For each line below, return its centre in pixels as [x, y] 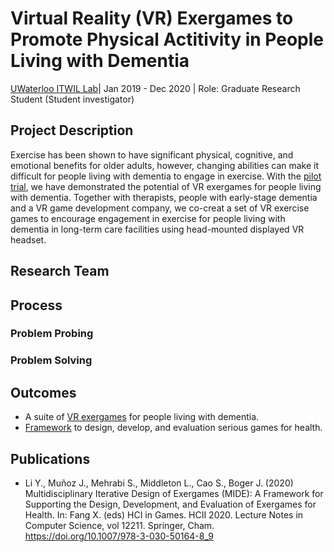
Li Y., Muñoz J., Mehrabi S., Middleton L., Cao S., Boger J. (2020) [159, 483]
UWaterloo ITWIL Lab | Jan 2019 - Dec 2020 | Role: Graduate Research [155, 88]
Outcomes [43, 392]
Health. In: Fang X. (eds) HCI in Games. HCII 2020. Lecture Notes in [164, 515]
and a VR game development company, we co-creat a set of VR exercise [160, 208]
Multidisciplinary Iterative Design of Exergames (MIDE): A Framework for [174, 493]
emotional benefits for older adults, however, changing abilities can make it [165, 165]
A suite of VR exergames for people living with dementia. [142, 417]
